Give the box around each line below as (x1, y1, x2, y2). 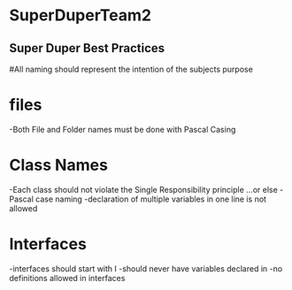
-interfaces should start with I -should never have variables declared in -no (9, 263, 283, 274)
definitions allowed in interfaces (9, 272, 126, 283)
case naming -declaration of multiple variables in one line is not (35, 194, 267, 204)
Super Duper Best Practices (9, 41, 165, 56)
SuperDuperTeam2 (9, 5, 152, 26)
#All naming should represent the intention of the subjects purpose (9, 64, 254, 74)
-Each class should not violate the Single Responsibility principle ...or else (9, 184, 279, 195)
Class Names (9, 156, 109, 175)
